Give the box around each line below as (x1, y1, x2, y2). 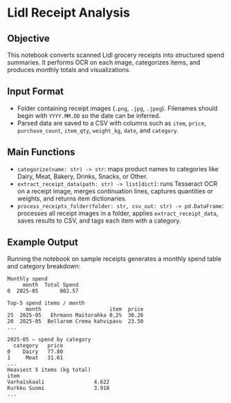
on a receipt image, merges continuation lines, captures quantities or (17, 187, 214, 195)
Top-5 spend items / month (7, 300, 85, 307)
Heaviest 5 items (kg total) (7, 366, 91, 374)
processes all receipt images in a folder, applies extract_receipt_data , (17, 209, 219, 217)
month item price (25, 306, 144, 313)
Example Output (7, 237, 78, 248)
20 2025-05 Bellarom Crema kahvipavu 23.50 (7, 318, 144, 325)
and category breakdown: (7, 262, 81, 271)
